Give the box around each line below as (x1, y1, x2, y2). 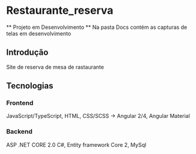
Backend (6, 128, 33, 136)
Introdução (6, 48, 49, 58)
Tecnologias (6, 81, 54, 91)
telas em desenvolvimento (6, 29, 72, 37)
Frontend (6, 99, 34, 107)
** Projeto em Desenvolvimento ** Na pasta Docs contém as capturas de (6, 23, 188, 31)
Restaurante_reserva (6, 4, 114, 17)
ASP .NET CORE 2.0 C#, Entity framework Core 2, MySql (6, 141, 147, 148)
